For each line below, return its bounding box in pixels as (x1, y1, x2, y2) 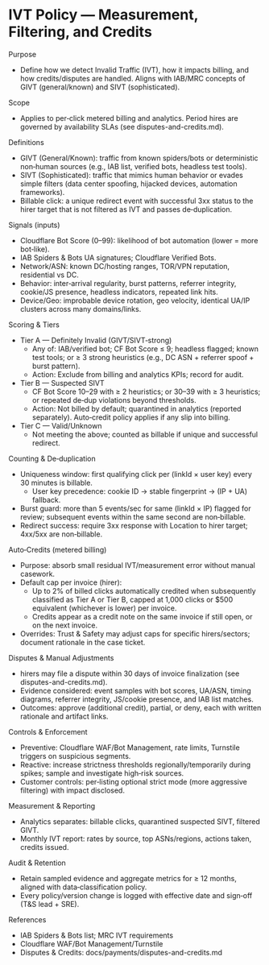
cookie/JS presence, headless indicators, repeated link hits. (19, 287, 219, 296)
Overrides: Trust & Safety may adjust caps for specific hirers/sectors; (19, 628, 250, 638)
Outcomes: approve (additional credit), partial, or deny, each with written (19, 702, 262, 712)
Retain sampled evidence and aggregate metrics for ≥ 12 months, (19, 873, 238, 883)
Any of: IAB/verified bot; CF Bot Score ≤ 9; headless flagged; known (31, 344, 259, 354)
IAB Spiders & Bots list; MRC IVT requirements (19, 930, 174, 940)
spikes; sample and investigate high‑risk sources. (19, 768, 184, 778)
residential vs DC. (19, 270, 79, 280)
